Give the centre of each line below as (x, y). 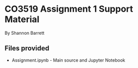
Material (22, 19)
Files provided (27, 48)
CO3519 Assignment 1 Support (69, 9)
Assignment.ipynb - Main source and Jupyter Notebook (69, 60)
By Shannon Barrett (25, 33)
